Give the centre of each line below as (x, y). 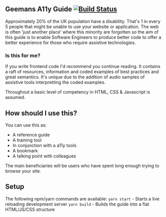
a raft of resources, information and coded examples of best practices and (82, 72)
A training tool (27, 140)
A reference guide (31, 134)
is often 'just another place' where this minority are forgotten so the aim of (82, 32)
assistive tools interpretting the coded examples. (55, 82)
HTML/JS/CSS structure (30, 209)
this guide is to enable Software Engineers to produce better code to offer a (83, 37)
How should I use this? (41, 113)
